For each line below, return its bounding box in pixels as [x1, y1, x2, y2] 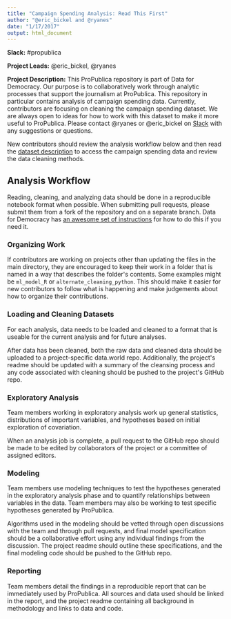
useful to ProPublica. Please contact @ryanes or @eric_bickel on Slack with [7, 119, 223, 128]
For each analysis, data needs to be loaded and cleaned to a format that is [7, 325, 219, 333]
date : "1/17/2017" [7, 23, 60, 30]
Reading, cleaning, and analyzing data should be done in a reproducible [7, 193, 211, 201]
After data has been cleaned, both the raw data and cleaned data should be [7, 346, 222, 354]
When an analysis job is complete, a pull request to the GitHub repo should [7, 436, 219, 445]
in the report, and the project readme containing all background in [7, 596, 194, 605]
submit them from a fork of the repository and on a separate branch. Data [7, 208, 216, 216]
